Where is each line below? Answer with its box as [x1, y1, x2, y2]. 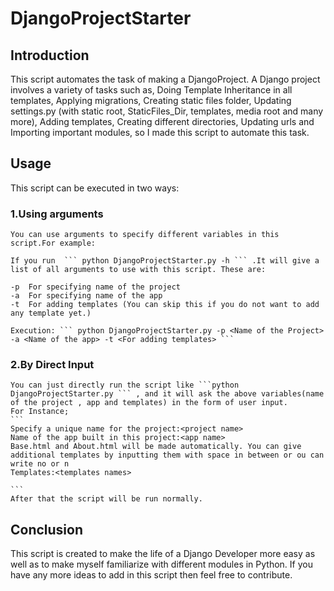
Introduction [10, 47, 90, 64]
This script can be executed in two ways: [10, 182, 180, 194]
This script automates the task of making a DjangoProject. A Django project [10, 73, 321, 85]
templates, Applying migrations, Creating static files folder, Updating [10, 95, 292, 106]
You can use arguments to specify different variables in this [10, 230, 280, 240]
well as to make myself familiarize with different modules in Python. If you [10, 558, 313, 571]
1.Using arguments [10, 207, 104, 221]
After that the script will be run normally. [10, 494, 203, 504]
